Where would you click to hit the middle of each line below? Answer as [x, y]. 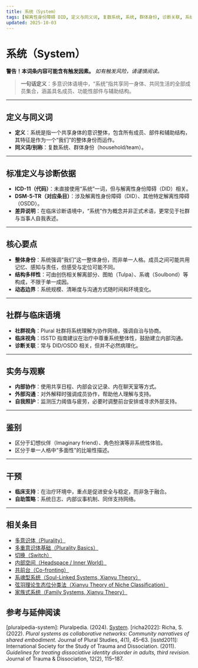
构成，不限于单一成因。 [43, 282]
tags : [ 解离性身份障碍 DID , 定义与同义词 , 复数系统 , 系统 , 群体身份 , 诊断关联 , [94, 17]
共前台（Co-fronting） [42, 570]
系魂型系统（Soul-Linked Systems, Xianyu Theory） [78, 577]
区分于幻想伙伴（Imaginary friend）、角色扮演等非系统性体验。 [90, 443]
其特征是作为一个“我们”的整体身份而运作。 [66, 140]
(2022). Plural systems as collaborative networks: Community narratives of [98, 633]
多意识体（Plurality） [40, 540]
